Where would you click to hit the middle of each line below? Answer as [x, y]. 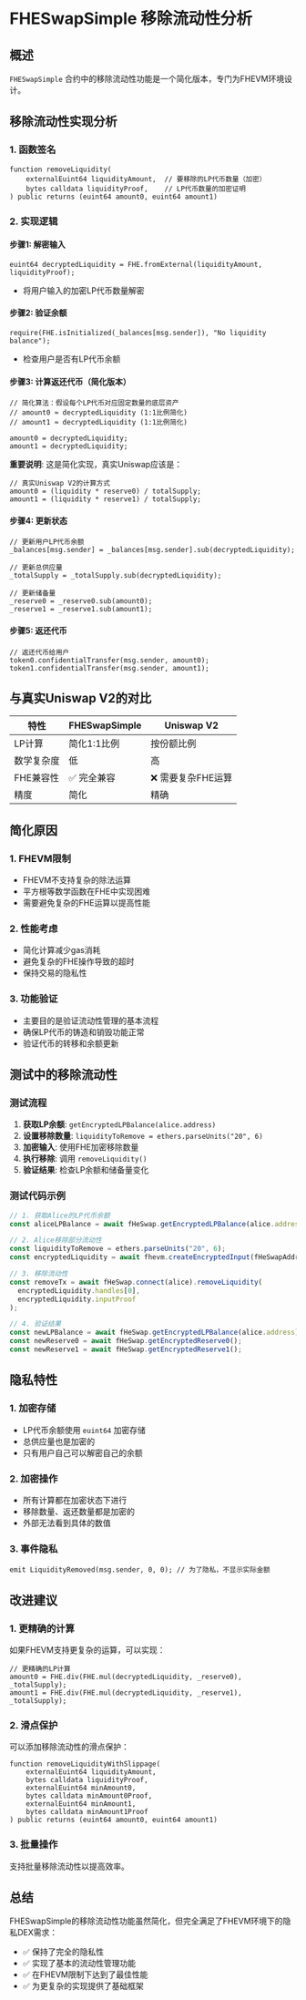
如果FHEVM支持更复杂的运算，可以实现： [87, 1649]
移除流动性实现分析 [63, 122]
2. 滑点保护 [34, 1725]
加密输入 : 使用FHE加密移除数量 [81, 1147]
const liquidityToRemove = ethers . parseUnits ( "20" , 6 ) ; [117, 1249]
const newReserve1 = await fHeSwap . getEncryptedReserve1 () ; [126, 1349]
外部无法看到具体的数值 [66, 1523]
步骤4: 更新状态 [39, 520]
